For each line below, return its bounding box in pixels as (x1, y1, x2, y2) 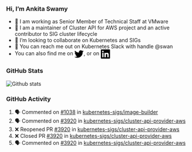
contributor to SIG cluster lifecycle (14, 31, 98, 38)
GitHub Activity (6, 94, 51, 103)
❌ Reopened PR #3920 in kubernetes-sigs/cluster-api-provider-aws (14, 126, 180, 133)
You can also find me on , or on (14, 50, 100, 57)
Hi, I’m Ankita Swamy (6, 5, 68, 13)
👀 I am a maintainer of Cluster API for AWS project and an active (14, 24, 170, 31)
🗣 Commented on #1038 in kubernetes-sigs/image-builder (14, 108, 159, 116)
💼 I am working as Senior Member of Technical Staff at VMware (14, 18, 169, 25)
